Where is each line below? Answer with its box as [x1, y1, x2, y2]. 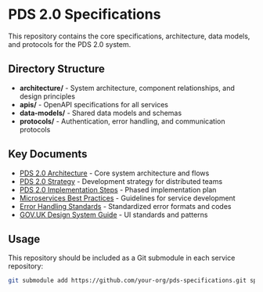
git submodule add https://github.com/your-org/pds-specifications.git [8, 276, 247, 285]
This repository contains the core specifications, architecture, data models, [8, 31, 250, 41]
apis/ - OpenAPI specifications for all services [19, 99, 168, 109]
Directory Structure [8, 63, 106, 76]
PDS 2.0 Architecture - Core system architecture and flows [19, 168, 210, 178]
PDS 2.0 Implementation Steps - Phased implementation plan [19, 185, 217, 194]
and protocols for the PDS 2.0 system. [8, 39, 131, 49]
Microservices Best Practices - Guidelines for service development [19, 193, 236, 203]
